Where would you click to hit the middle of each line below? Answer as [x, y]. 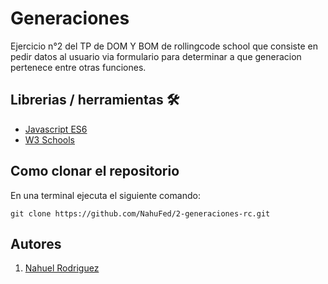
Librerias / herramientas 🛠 [95, 100]
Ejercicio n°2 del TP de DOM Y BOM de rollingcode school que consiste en [164, 46]
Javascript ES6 [56, 129]
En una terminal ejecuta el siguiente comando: [105, 195]
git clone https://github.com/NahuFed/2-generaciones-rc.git [140, 213]
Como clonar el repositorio [95, 171]
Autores [36, 243]
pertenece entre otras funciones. [78, 67]
